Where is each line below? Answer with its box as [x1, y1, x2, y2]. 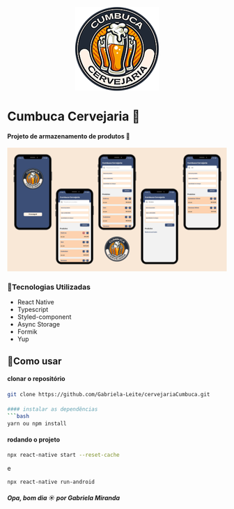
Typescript [17, 306, 49, 314]
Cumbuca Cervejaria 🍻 [7, 109, 141, 125]
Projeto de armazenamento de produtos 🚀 [7, 132, 130, 140]
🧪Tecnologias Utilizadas [7, 282, 91, 292]
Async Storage [17, 320, 61, 329]
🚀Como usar [7, 355, 62, 367]
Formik [17, 327, 38, 336]
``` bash [7, 413, 30, 420]
